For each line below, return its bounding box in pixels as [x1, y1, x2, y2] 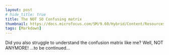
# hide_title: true [5, 12, 46, 17]
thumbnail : [5, 21, 28, 26]
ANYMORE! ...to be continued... [5, 45, 70, 51]
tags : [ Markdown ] [5, 26, 42, 31]
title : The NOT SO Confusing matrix [5, 16, 82, 21]
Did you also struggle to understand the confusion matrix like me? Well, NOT [5, 39, 163, 45]
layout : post [5, 7, 33, 12]
